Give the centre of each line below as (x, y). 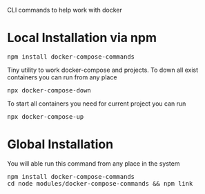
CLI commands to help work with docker (65, 10)
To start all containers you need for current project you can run (97, 104)
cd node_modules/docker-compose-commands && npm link (100, 183)
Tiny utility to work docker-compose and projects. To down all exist (103, 70)
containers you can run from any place (62, 77)
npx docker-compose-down (49, 90)
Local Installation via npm (82, 38)
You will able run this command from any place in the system (94, 163)
